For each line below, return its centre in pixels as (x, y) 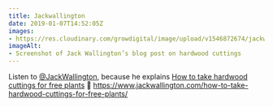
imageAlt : (25, 46)
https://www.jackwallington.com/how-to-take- (171, 85)
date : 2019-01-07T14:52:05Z (56, 24)
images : (22, 31)
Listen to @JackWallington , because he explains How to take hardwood (128, 77)
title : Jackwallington (47, 16)
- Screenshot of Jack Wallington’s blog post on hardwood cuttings (125, 53)
